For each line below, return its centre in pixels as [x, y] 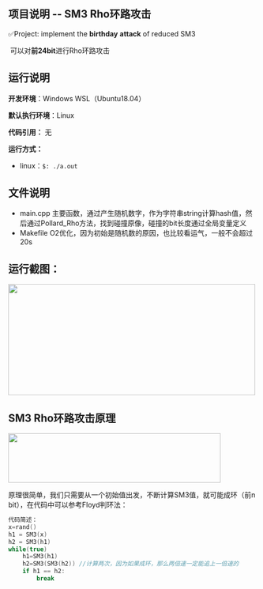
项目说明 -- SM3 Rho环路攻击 [80, 14]
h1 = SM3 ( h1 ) [40, 557]
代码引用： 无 [30, 132]
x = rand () [23, 527]
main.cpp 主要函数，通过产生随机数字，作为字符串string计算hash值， [133, 213]
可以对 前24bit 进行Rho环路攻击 [60, 51]
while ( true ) [28, 549]
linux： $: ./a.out [49, 165]
